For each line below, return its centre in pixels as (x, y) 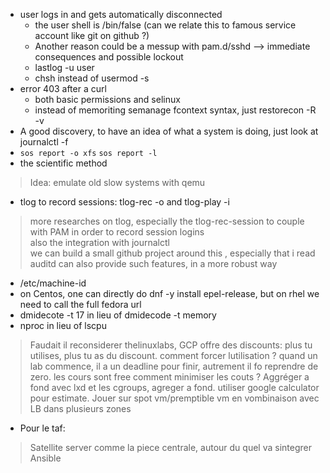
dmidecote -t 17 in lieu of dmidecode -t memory (118, 315)
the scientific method (63, 163)
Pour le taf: (42, 428)
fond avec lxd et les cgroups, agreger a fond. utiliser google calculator (174, 387)
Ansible (45, 458)
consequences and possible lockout (109, 57)
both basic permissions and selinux (107, 99)
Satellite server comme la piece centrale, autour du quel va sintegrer (170, 447)
